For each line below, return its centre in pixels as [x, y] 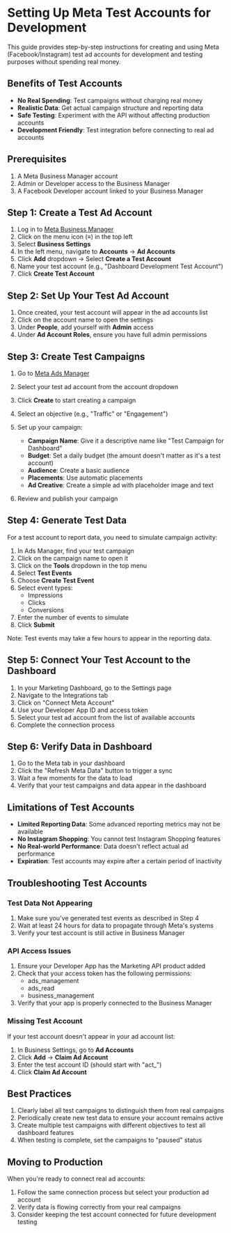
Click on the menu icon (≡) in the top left [75, 237]
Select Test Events [45, 573]
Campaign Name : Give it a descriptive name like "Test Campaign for [126, 441]
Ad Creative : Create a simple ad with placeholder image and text [121, 485]
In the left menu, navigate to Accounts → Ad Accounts [96, 251]
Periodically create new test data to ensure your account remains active [120, 1118]
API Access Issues [39, 950]
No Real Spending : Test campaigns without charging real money [110, 100]
